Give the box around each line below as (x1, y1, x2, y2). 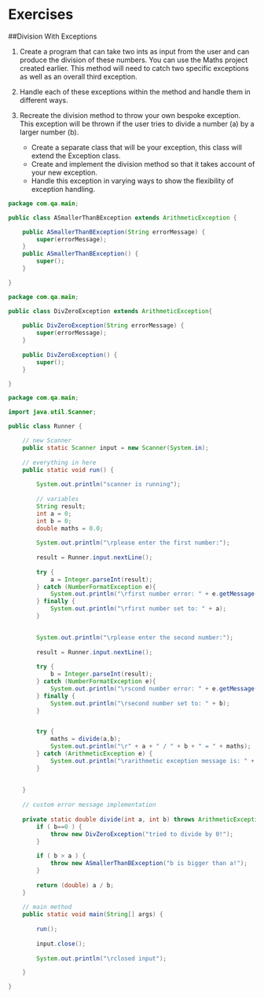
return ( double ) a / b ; (36, 881, 114, 889)
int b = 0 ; (36, 517, 72, 525)
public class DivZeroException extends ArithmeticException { (8, 307, 213, 315)
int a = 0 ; (36, 510, 72, 517)
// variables (36, 495, 79, 503)
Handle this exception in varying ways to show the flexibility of (31, 175, 234, 186)
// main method (22, 903, 72, 911)
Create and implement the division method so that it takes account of (31, 159, 255, 168)
